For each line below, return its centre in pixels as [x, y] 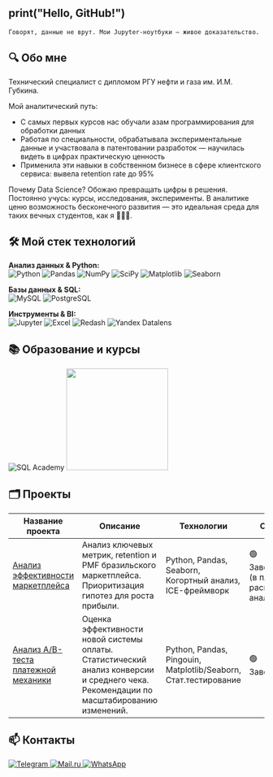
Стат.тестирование [203, 680]
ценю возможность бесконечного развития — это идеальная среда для [134, 206]
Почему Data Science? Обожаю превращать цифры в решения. [118, 189]
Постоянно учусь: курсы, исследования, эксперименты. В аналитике [129, 198]
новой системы [113, 640]
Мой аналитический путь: [53, 106]
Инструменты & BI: [42, 314]
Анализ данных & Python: [54, 265]
